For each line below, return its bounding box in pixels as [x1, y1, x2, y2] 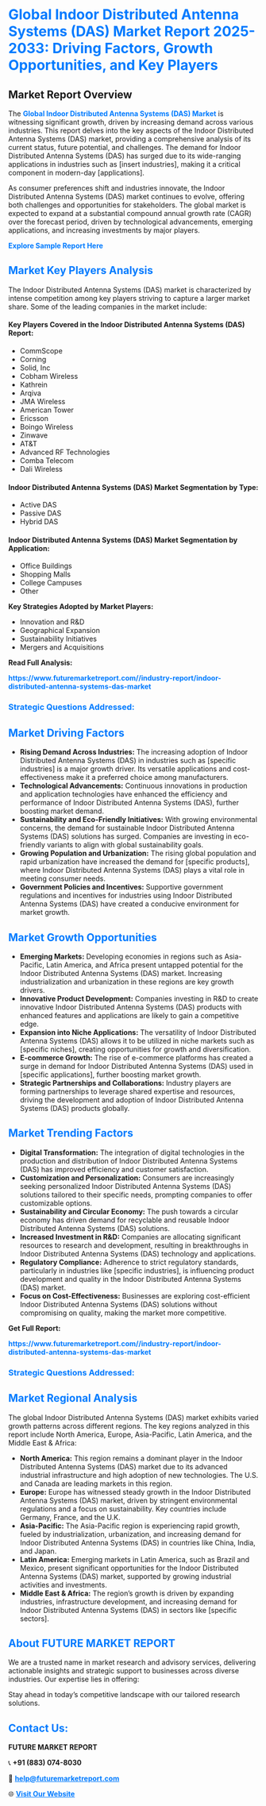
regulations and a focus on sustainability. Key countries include [19, 1503, 227, 1514]
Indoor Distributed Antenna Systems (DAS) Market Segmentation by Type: [8, 482, 259, 492]
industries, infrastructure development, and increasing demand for [19, 1596, 238, 1606]
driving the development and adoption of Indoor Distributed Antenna [19, 1094, 244, 1105]
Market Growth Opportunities [8, 931, 157, 944]
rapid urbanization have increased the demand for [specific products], [19, 857, 250, 866]
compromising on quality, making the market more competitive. [19, 1308, 227, 1318]
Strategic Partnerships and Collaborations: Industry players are [19, 1078, 232, 1087]
